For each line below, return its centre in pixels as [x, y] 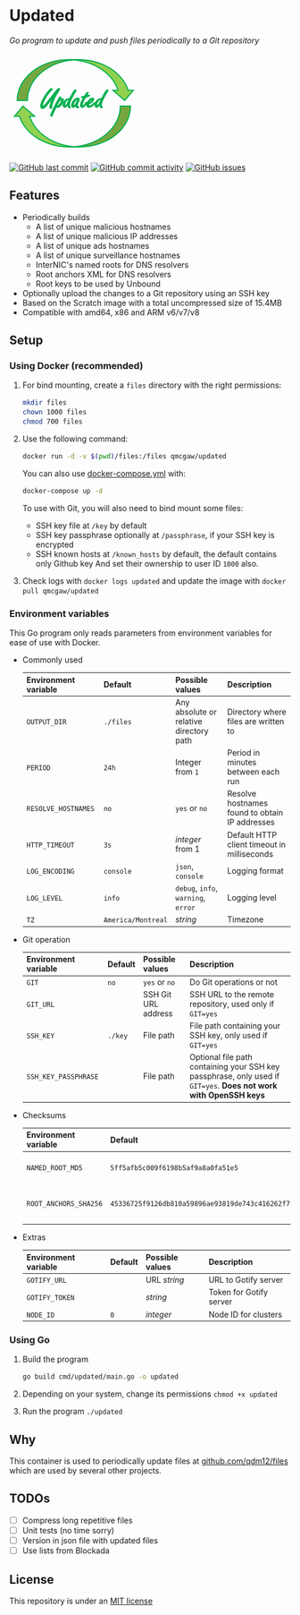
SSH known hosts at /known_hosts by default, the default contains [156, 554]
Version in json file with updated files [90, 1541]
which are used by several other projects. [86, 1471]
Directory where [257, 712]
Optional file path [221, 1057]
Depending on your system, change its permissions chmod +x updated [150, 1394]
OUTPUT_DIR [46, 722]
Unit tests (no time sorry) [68, 1530]
